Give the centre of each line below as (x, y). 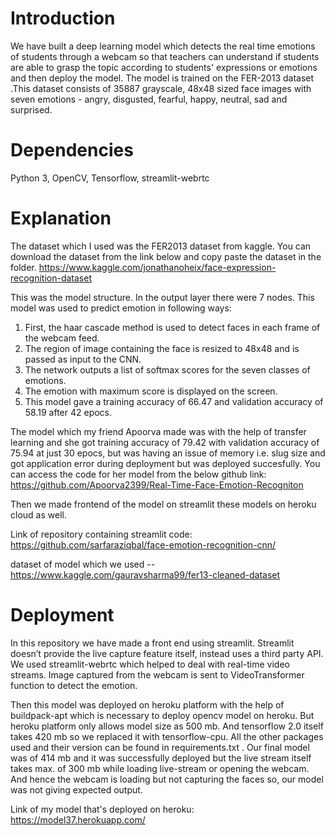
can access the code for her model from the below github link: (138, 474)
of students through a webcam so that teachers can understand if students (165, 56)
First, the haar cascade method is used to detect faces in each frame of (172, 327)
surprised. (31, 109)
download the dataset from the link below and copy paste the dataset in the (166, 256)
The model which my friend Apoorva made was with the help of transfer (158, 431)
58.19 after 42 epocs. (68, 412)
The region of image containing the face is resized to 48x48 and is (162, 348)
